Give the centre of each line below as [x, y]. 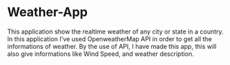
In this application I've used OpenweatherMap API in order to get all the [110, 38]
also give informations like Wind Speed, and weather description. [101, 54]
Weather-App [48, 12]
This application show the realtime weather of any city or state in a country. [116, 31]
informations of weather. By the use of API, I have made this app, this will [112, 46]
